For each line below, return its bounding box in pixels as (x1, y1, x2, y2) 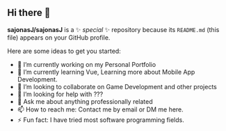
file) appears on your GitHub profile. (7, 33, 111, 42)
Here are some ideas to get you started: (7, 47, 122, 55)
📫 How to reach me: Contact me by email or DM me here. (17, 105, 184, 114)
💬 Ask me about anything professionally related (17, 97, 153, 105)
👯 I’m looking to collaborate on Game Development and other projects (17, 82, 217, 91)
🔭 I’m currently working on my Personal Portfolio (17, 60, 156, 68)
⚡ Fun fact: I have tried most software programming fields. (17, 116, 184, 124)
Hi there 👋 (7, 7, 51, 19)
